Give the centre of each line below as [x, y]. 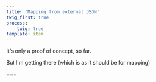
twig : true [30, 28]
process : [17, 23]
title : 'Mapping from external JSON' [53, 12]
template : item [25, 34]
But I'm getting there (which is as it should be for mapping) [78, 63]
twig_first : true [28, 17]
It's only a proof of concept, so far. [49, 51]
